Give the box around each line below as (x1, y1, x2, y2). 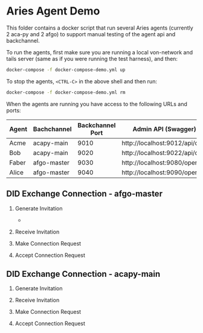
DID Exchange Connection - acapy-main (6, 268, 161, 279)
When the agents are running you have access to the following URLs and (6, 100, 187, 107)
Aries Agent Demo (6, 4, 100, 18)
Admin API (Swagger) (132, 125, 196, 133)
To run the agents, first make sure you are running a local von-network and (6, 48, 193, 55)
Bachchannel (33, 125, 72, 133)
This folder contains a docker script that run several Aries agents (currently (6, 24, 193, 31)
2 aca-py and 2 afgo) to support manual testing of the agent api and (6, 30, 176, 37)
